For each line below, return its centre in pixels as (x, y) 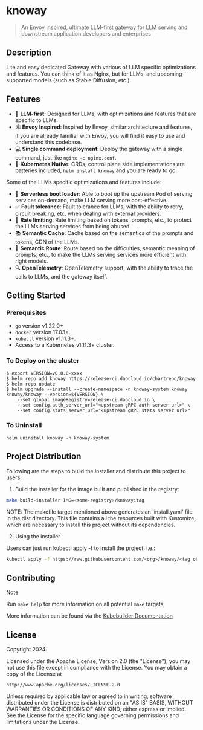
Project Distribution (44, 457)
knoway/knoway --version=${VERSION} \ (55, 394)
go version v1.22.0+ (39, 326)
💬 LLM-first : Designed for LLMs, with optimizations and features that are (105, 114)
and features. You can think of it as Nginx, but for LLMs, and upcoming (94, 74)
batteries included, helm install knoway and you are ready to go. (96, 170)
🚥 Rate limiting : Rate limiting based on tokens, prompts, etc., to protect (103, 220)
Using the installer (37, 536)
